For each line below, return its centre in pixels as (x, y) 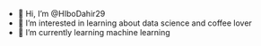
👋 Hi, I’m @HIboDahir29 (61, 14)
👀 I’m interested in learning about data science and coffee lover (135, 23)
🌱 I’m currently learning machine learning (94, 32)
